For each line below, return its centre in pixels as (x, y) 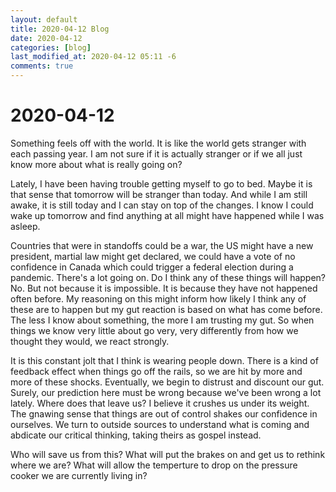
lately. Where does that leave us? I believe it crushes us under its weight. (160, 403)
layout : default (44, 19)
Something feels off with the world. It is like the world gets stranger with (158, 143)
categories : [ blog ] (51, 47)
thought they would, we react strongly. (90, 341)
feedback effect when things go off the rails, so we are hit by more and (156, 371)
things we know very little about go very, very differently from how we (154, 330)
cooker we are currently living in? (79, 475)
